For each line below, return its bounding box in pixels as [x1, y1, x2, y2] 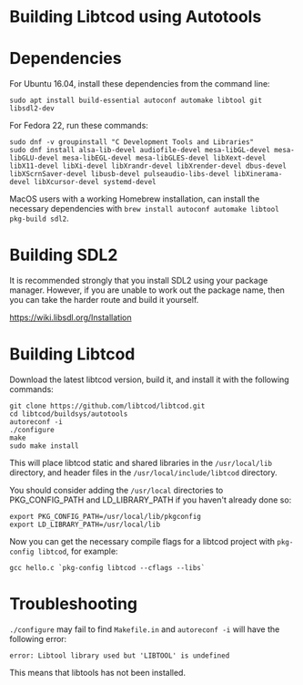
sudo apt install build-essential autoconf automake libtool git [9, 96, 262, 106]
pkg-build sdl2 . [9, 213, 70, 224]
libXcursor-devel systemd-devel [33, 178, 157, 187]
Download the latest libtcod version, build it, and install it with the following [9, 374, 289, 385]
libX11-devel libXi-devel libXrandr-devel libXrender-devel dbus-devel [9, 161, 287, 171]
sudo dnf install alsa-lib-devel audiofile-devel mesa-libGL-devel [9, 146, 271, 155]
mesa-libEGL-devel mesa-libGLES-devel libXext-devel [62, 153, 267, 163]
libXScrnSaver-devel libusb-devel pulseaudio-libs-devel [9, 170, 230, 179]
